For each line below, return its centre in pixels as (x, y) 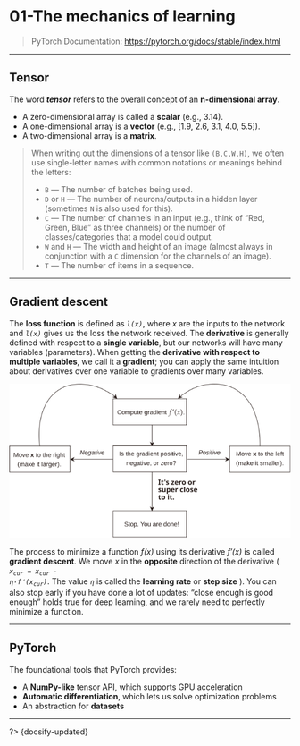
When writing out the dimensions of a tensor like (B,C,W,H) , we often (157, 153)
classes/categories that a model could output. (129, 237)
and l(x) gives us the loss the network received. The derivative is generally (149, 333)
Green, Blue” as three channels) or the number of (135, 227)
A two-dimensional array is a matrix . (89, 135)
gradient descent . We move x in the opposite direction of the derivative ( (144, 562)
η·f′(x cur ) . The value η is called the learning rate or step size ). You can (143, 582)
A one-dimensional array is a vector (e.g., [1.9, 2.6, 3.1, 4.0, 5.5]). (141, 126)
